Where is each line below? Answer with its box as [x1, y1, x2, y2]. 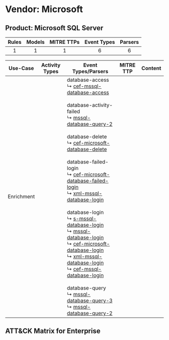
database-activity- [67, 102, 113, 108]
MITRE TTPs [49, 39, 80, 45]
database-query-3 [67, 297, 113, 304]
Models [26, 39, 45, 45]
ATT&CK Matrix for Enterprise [5, 327, 101, 335]
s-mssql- [73, 215, 97, 222]
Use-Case [8, 65, 34, 72]
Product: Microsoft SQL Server [5, 24, 104, 32]
